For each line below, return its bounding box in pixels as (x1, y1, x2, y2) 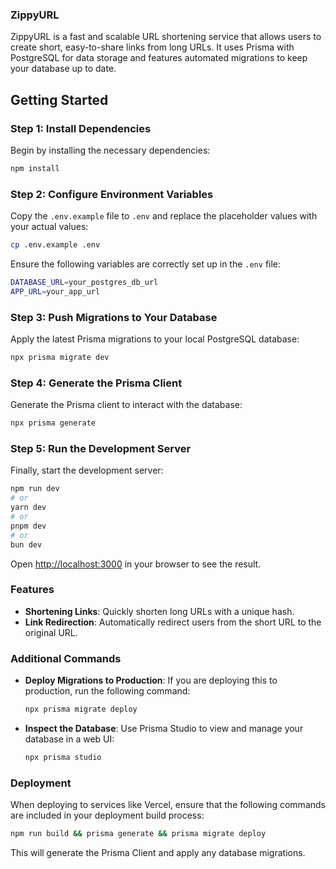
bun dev (10, 539, 43, 550)
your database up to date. (10, 63, 117, 75)
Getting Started (10, 91, 109, 108)
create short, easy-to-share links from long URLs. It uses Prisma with (10, 41, 295, 53)
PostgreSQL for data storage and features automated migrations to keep (10, 52, 308, 64)
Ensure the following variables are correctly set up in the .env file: (10, 258, 282, 270)
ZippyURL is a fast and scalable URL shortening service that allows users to (10, 31, 322, 43)
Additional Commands (10, 651, 122, 665)
